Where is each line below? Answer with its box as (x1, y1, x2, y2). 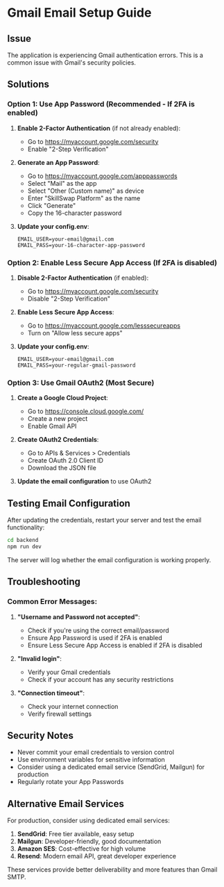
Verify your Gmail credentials (27, 668, 111, 676)
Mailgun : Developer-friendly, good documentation (17, 837, 162, 846)
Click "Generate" (27, 201, 76, 209)
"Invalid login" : (17, 654, 62, 662)
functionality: (7, 523, 45, 532)
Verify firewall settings (27, 710, 92, 718)
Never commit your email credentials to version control (17, 748, 175, 756)
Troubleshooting (7, 576, 81, 588)
